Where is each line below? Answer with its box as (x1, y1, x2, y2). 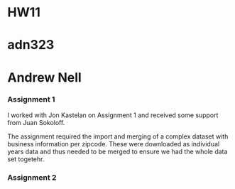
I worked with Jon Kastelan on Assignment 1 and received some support (7, 111, 219, 119)
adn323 (7, 37, 55, 53)
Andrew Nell (7, 69, 82, 85)
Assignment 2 (7, 172, 57, 182)
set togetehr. (7, 154, 45, 163)
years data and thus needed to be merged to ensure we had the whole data (7, 147, 228, 156)
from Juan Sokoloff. (7, 118, 65, 126)
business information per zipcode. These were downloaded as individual (7, 139, 220, 148)
